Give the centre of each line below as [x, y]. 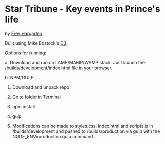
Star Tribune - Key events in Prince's [83, 9]
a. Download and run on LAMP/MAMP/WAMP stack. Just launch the [75, 62]
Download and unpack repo [41, 87]
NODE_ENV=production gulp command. [53, 136]
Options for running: [26, 53]
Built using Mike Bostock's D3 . [36, 43]
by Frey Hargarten [24, 33]
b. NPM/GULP [19, 77]
